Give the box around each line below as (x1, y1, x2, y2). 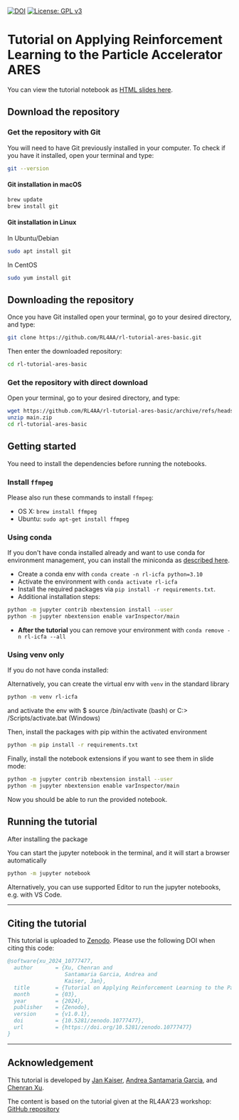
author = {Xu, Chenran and (14, 964, 113, 971)
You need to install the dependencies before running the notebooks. (7, 459, 207, 467)
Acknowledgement (7, 1057, 94, 1069)
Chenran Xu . (7, 1083, 45, 1092)
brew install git (7, 203, 59, 210)
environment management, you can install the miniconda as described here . (7, 556, 230, 565)
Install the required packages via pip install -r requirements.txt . (17, 585, 216, 593)
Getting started (7, 440, 77, 453)
